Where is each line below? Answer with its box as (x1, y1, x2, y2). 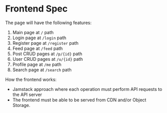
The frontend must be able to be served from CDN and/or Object (12, 96, 146, 103)
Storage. (12, 102, 31, 108)
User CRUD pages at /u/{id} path (12, 56, 83, 62)
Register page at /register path (12, 40, 79, 46)
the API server (12, 91, 43, 97)
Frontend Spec (5, 3, 68, 15)
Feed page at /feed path (12, 45, 63, 51)
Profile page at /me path (12, 61, 62, 67)
